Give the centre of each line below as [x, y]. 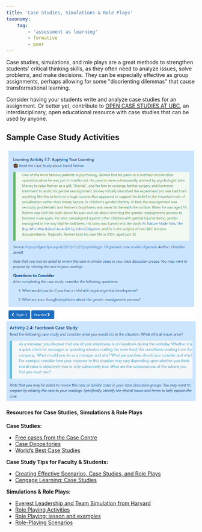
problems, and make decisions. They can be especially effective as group [97, 75]
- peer [36, 44]
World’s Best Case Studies [47, 450]
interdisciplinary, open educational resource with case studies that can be [98, 112]
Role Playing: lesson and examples [58, 516]
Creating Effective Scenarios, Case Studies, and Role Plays [88, 474]
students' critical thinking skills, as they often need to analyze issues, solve [99, 69]
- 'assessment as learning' [63, 32]
